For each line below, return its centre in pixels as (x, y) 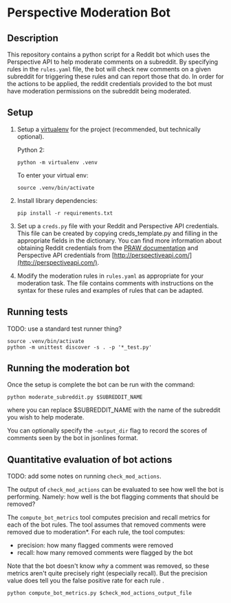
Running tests (38, 312)
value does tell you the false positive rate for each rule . (86, 581)
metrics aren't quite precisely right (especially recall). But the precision (107, 573)
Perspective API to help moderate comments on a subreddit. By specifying (113, 62)
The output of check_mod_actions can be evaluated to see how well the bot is (115, 490)
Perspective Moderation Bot (89, 13)
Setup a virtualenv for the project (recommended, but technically (109, 129)
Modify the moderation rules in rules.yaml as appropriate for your (110, 276)
